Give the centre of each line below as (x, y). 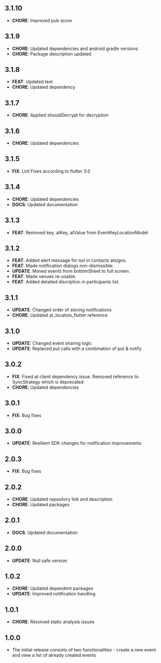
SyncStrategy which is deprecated (48, 382)
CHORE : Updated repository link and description (62, 499)
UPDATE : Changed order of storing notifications (62, 310)
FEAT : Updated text (32, 82)
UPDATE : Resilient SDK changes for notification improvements (76, 443)
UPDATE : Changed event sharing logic (52, 343)
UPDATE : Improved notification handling (54, 594)
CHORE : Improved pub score (42, 20)
